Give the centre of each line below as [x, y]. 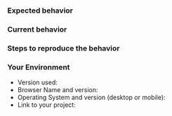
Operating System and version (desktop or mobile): [92, 98]
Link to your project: [46, 105]
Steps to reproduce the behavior [64, 48]
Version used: [37, 82]
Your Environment [39, 67]
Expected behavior [40, 11]
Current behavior [37, 29]
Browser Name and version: [58, 90]
